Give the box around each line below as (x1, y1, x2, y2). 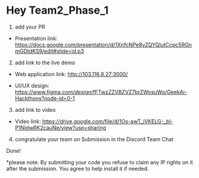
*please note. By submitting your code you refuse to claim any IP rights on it (6, 158, 193, 165)
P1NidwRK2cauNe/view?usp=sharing (14, 124, 106, 131)
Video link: (14, 117, 41, 125)
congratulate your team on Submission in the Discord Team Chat (14, 135, 174, 143)
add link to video (14, 106, 56, 113)
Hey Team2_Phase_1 (6, 4, 109, 17)
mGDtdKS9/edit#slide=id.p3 (14, 47, 85, 54)
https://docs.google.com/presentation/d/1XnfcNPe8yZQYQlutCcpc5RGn (14, 41, 192, 48)
